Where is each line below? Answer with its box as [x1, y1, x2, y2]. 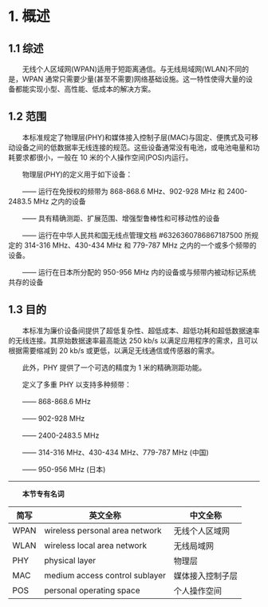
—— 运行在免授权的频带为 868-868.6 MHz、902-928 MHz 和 [22, 186, 226, 196]
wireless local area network [43, 540, 148, 551]
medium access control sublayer [43, 569, 166, 581]
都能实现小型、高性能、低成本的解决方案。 [14, 85, 156, 93]
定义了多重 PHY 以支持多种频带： [22, 379, 132, 389]
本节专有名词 [22, 489, 65, 498]
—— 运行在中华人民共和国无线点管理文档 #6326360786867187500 [22, 230, 243, 240]
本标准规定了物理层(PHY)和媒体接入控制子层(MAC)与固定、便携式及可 [22, 133, 252, 142]
